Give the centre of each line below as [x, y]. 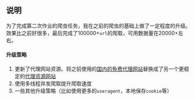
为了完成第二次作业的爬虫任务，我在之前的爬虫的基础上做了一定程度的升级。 [98, 26]
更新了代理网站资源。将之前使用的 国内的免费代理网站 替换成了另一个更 [99, 69]
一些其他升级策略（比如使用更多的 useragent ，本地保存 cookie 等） [93, 91]
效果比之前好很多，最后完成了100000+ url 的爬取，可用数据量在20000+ [92, 33]
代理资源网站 [40, 76]
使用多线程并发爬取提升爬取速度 [53, 84]
